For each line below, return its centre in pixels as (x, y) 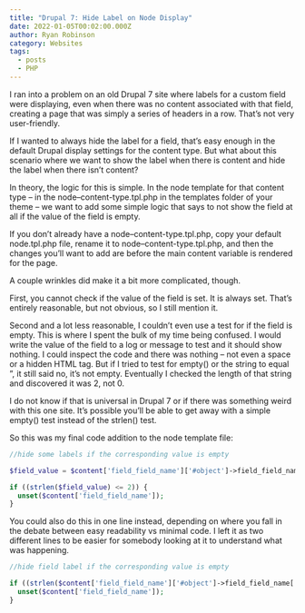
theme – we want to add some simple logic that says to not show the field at (151, 206)
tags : (20, 52)
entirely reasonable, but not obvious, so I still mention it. (114, 307)
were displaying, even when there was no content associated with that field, (152, 104)
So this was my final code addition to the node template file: (121, 438)
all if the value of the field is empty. (75, 216)
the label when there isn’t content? (74, 170)
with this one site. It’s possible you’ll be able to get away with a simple (140, 410)
